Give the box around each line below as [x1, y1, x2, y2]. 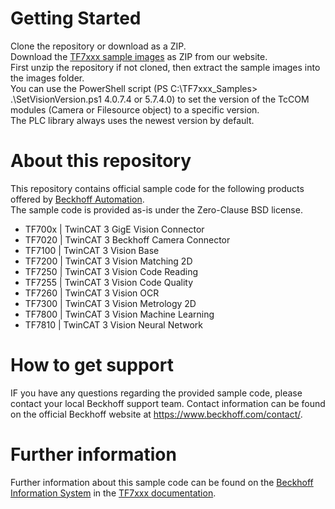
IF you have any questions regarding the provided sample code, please [10, 387, 303, 399]
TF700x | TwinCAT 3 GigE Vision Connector [24, 223, 205, 235]
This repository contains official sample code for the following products [10, 182, 305, 194]
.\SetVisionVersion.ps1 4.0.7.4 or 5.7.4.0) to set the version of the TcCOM [10, 93, 310, 105]
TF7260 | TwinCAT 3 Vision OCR [24, 287, 160, 299]
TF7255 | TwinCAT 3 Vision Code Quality [24, 276, 194, 288]
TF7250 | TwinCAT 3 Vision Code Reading [24, 265, 199, 277]
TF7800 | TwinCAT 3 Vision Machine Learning [24, 308, 215, 320]
